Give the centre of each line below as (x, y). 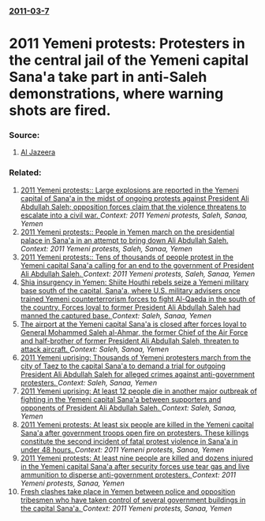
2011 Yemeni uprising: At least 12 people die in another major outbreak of (138, 391)
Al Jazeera (38, 152)
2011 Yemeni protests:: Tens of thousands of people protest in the (127, 257)
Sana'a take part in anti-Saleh (108, 77)
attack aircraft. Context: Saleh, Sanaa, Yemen (94, 349)
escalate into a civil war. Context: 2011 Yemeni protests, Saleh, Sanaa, (134, 215)
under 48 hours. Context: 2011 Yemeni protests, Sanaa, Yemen (122, 449)
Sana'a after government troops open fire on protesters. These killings (134, 433)
